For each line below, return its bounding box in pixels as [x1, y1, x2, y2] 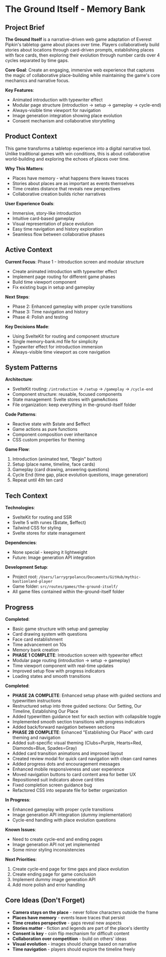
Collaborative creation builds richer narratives [12, 191, 106, 197]
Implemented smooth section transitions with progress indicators [12, 719, 145, 725]
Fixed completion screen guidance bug [12, 782, 93, 788]
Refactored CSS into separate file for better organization [12, 787, 127, 793]
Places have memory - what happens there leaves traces [12, 175, 129, 181]
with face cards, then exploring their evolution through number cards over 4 [5, 52, 160, 58]
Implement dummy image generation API [12, 877, 96, 883]
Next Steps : [5, 294, 30, 299]
